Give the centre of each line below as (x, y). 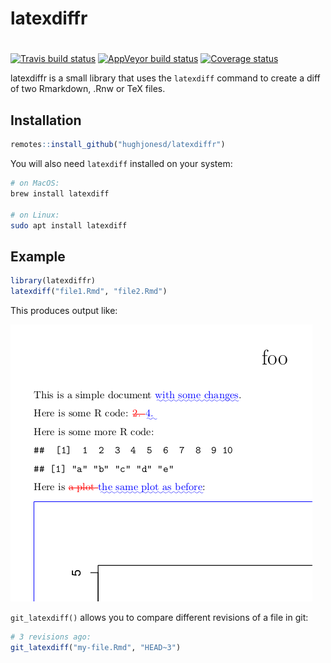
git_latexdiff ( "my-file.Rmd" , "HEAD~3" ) (96, 647)
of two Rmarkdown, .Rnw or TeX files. (88, 89)
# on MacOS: (35, 183)
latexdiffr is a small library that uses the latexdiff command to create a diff (165, 78)
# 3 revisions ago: (51, 637)
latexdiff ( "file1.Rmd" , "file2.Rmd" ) (89, 292)
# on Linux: (35, 215)
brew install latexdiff (60, 193)
